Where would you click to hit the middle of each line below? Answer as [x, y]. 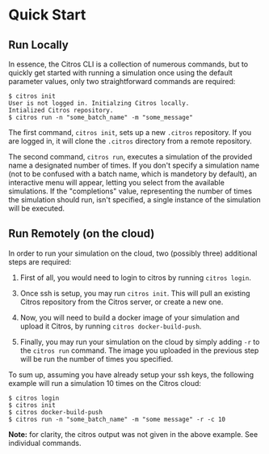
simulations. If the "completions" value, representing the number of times [130, 191]
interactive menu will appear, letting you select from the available [116, 182]
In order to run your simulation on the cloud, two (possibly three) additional [133, 253]
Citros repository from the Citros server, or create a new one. [122, 302]
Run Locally [38, 45]
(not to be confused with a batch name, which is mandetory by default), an [132, 174]
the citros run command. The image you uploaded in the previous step [139, 350]
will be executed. [37, 208]
